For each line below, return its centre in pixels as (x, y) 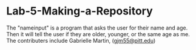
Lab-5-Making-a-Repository (79, 11)
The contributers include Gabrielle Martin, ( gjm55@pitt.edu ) (81, 40)
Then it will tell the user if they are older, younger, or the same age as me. (98, 34)
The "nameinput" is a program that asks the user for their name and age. (97, 28)
